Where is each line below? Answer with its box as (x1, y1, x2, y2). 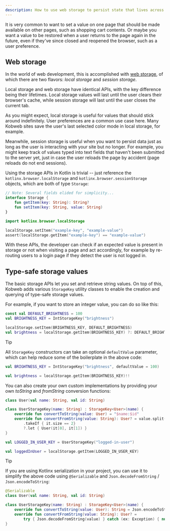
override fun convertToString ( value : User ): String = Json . (14, 507, 144, 512)
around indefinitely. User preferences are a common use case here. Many (5, 118, 159, 124)
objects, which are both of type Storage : (5, 181, 89, 187)
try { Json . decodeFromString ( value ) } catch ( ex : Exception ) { (23, 516, 160, 521)
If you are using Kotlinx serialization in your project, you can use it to (5, 468, 148, 474)
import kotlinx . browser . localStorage (5, 218, 85, 224)
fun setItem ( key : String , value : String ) (14, 205, 103, 210)
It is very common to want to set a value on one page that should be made (5, 21, 160, 27)
